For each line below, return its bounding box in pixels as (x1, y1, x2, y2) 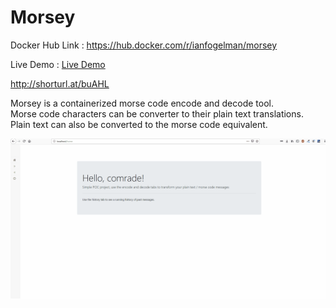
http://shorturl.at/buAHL (10, 77, 110, 90)
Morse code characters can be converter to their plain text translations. (10, 107, 304, 120)
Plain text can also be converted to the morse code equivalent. (10, 118, 268, 130)
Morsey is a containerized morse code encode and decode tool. (10, 97, 274, 109)
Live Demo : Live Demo (10, 58, 106, 70)
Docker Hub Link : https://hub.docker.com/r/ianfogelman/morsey (10, 39, 278, 51)
